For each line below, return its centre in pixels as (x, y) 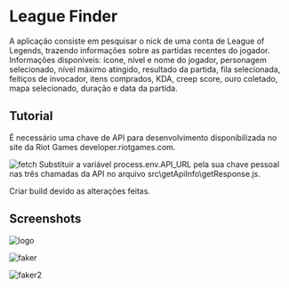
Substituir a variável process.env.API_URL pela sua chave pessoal (159, 164)
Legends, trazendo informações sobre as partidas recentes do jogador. (140, 50)
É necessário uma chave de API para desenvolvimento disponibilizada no (143, 137)
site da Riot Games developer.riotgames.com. (92, 147)
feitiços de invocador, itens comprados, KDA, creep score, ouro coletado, (144, 78)
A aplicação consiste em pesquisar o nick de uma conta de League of (137, 41)
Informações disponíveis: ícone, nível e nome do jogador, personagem (138, 60)
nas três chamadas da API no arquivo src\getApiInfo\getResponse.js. (135, 173)
